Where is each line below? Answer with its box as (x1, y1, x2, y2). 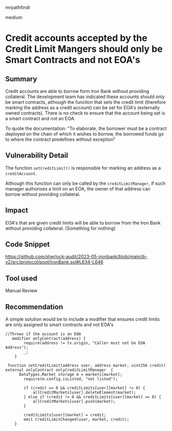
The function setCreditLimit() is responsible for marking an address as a (5, 164, 161, 171)
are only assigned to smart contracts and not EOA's (5, 322, 114, 328)
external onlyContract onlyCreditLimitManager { (5, 367, 114, 373)
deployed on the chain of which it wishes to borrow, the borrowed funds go (5, 131, 164, 137)
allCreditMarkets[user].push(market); (32, 399, 116, 404)
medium (5, 14, 23, 20)
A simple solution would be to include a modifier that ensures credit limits (5, 316, 160, 323)
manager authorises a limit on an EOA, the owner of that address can (5, 185, 151, 192)
